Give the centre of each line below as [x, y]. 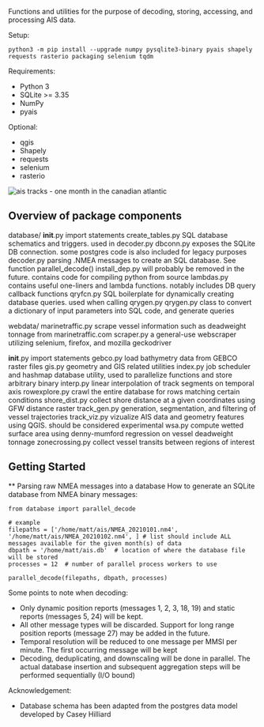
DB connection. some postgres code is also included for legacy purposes [128, 251]
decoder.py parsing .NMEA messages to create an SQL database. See [122, 260]
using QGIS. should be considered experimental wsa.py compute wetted [126, 425]
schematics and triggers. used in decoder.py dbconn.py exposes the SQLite [132, 243]
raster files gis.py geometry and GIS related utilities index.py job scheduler [130, 366]
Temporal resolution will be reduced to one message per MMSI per [128, 641]
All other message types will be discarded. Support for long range [127, 624]
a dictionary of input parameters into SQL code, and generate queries [121, 311]
